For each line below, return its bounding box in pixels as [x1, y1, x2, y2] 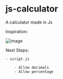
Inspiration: [5, 28, 28, 34]
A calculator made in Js [5, 19, 53, 25]
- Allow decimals [14, 65, 49, 70]
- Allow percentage [14, 69, 54, 74]
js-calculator [5, 3, 59, 14]
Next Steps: [5, 47, 29, 53]
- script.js [5, 56, 30, 61]
